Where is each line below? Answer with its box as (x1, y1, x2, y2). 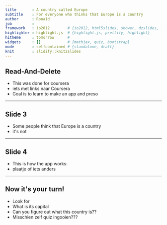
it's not (12, 129, 27, 135)
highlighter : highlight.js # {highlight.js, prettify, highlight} (5, 30, 150, 35)
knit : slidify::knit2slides (5, 49, 81, 54)
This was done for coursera (12, 80, 69, 86)
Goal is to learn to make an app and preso (12, 91, 98, 97)
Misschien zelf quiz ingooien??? (12, 214, 78, 220)
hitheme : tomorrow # (5, 35, 70, 40)
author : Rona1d (5, 16, 50, 21)
